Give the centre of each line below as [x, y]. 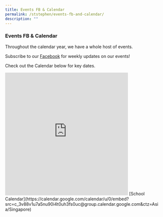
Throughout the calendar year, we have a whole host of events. [69, 47]
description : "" [22, 19]
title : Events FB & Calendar [35, 10]
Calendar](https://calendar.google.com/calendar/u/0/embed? [67, 199]
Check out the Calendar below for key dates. [50, 66]
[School [137, 193]
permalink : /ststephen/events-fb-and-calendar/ [55, 14]
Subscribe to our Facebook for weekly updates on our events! [68, 56]
